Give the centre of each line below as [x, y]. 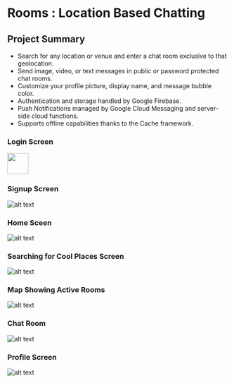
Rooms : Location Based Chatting [106, 13]
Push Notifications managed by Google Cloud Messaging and [106, 108]
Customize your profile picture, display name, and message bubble [115, 86]
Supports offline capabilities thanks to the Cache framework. [105, 123]
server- [208, 108]
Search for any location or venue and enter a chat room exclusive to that [122, 56]
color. [26, 93]
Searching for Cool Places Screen [66, 256]
